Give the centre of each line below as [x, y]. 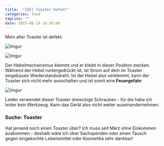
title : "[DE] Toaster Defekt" [37, 9]
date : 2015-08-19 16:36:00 [33, 23]
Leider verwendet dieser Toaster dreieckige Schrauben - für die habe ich [79, 100]
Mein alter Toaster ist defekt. [34, 37]
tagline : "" [17, 18]
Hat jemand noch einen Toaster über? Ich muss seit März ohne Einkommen [81, 128]
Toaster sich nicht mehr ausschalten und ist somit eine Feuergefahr [73, 81]
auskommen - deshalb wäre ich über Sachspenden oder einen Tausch [76, 133]
